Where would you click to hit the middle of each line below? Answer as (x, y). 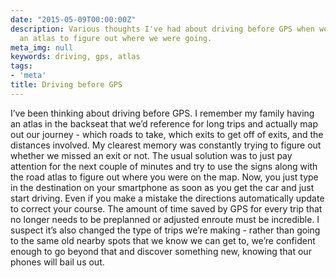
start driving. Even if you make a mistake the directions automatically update (167, 198)
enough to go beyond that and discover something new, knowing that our (161, 251)
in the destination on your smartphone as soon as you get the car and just (162, 187)
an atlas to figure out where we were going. (116, 38)
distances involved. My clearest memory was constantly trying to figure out (166, 145)
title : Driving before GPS (66, 85)
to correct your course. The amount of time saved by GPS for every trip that (166, 208)
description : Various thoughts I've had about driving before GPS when (162, 29)
